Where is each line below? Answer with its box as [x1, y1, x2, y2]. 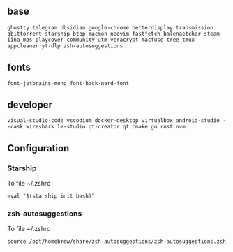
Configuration [7, 142, 70, 154]
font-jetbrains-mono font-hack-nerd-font [7, 80, 130, 87]
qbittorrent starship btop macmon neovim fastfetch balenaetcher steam [7, 30, 220, 37]
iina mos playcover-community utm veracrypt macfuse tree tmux [7, 36, 195, 43]
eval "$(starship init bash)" [7, 193, 96, 200]
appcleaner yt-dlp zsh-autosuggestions [7, 42, 123, 50]
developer [7, 99, 52, 111]
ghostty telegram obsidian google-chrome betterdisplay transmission [7, 24, 214, 31]
